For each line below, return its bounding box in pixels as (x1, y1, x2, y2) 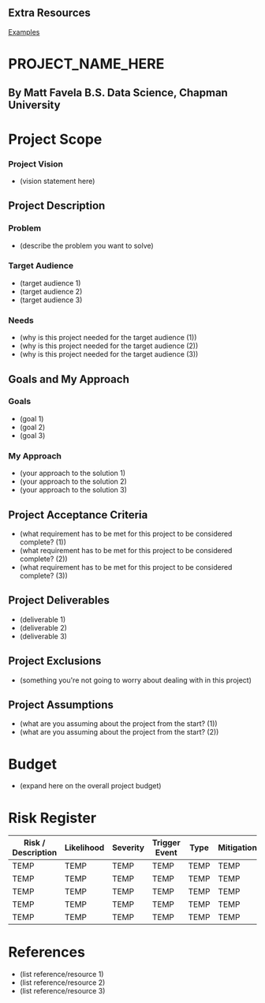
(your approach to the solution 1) (19, 469, 126, 478)
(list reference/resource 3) (19, 986, 106, 996)
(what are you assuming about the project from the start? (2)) (19, 728, 219, 737)
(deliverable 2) (19, 623, 67, 632)
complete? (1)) (19, 537, 67, 547)
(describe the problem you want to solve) (19, 241, 154, 250)
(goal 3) (19, 430, 46, 440)
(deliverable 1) (19, 615, 66, 624)
